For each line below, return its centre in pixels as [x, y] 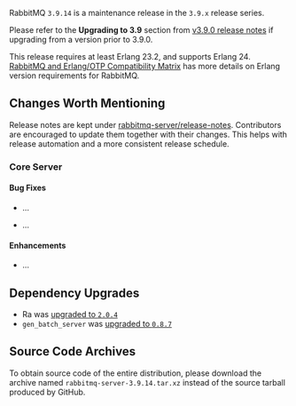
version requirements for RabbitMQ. [74, 76]
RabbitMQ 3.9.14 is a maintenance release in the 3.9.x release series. [137, 13]
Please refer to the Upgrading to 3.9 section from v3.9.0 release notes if [141, 30]
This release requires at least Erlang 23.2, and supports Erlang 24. [130, 56]
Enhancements [38, 245]
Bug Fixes [28, 188]
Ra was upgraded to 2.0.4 [70, 314]
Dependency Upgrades [74, 293]
